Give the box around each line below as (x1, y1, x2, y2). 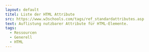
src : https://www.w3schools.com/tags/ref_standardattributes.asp (5, 16, 144, 21)
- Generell (9, 35, 32, 40)
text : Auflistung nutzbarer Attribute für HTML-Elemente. (5, 21, 128, 26)
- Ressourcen (9, 30, 37, 35)
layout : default (5, 7, 39, 12)
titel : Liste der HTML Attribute (5, 12, 75, 17)
